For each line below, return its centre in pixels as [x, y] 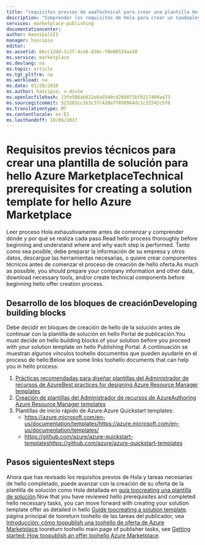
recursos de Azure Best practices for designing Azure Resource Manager [106, 385]
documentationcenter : [34, 29]
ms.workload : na [27, 80]
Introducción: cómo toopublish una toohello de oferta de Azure [85, 522]
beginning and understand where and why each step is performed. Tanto [98, 245]
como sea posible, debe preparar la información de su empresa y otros [95, 252]
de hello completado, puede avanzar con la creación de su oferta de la [95, 483]
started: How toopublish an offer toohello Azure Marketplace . [83, 535]
